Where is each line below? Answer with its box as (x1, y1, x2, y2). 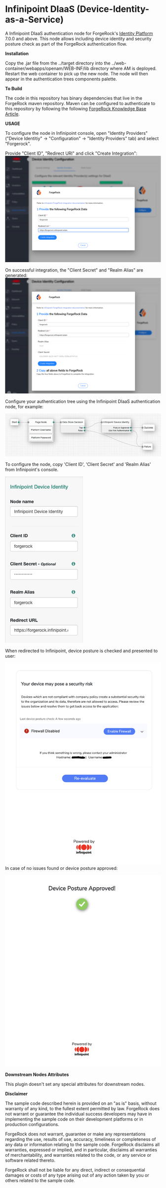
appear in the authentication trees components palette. (5, 76, 117, 82)
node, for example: (5, 404, 43, 410)
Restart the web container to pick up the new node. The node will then (5, 70, 148, 76)
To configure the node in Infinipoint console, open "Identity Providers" (5, 130, 148, 136)
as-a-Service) (5, 14, 64, 25)
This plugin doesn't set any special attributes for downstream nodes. (5, 1081, 145, 1087)
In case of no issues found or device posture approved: (5, 865, 118, 871)
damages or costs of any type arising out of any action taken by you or (5, 1172, 149, 1178)
